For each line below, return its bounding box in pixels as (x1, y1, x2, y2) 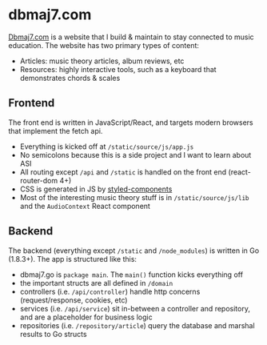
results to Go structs (19, 329, 87, 339)
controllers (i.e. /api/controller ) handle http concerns (19, 287, 201, 296)
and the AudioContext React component (19, 201, 150, 211)
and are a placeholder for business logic (19, 312, 153, 322)
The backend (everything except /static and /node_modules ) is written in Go (8, 246, 260, 255)
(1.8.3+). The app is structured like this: (8, 254, 137, 263)
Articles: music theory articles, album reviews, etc (19, 56, 185, 66)
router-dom (19, 175, 58, 185)
